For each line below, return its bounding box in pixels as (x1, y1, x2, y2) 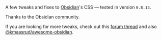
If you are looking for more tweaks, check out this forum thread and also (5, 23, 157, 29)
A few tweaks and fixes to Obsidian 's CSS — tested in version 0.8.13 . (5, 4, 151, 10)
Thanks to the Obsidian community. (5, 14, 80, 19)
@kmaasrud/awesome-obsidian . (5, 29, 74, 34)
